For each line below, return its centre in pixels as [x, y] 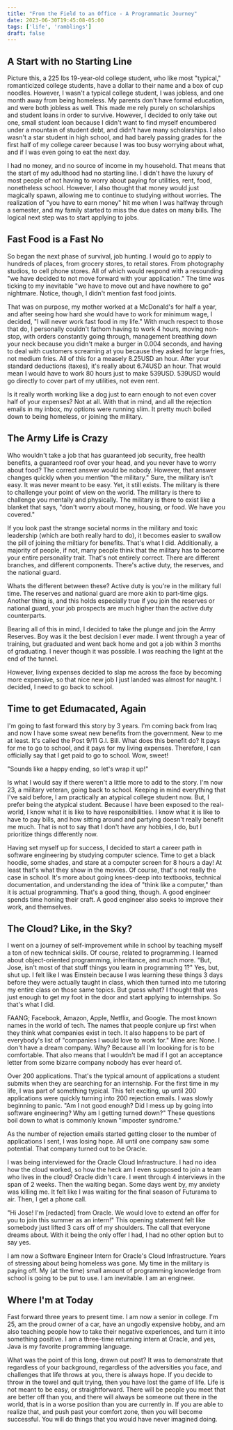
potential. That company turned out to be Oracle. [77, 1149]
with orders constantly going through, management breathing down [120, 336]
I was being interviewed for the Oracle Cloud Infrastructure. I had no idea [112, 1162]
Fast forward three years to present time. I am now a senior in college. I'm [113, 1317]
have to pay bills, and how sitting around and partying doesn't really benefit [115, 819]
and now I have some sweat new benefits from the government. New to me [115, 733]
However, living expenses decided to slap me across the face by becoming [115, 672]
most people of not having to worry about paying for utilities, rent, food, [110, 180]
